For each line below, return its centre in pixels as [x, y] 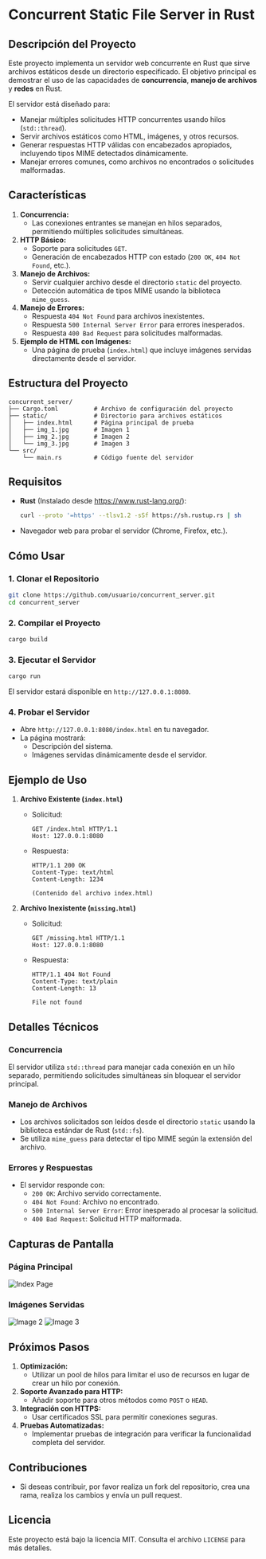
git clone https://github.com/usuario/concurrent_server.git [112, 595]
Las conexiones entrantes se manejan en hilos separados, [127, 223]
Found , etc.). [51, 265]
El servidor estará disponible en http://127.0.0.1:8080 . [100, 691]
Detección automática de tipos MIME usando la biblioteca [126, 290]
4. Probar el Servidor [49, 712]
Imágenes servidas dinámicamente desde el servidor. [119, 755]
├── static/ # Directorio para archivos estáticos [115, 416]
